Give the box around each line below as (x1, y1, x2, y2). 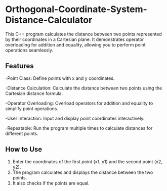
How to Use (5, 145, 43, 154)
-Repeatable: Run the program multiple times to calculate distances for (5, 125, 153, 131)
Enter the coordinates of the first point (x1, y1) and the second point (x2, (12, 158, 163, 165)
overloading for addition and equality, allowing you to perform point (5, 41, 146, 47)
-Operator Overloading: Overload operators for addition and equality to (5, 100, 153, 106)
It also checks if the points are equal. (12, 180, 90, 186)
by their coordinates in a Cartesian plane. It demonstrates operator (5, 36, 144, 42)
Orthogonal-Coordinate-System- (5, 4, 148, 15)
